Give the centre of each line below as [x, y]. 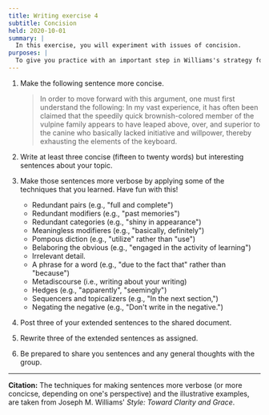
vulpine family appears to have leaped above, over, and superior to [150, 124]
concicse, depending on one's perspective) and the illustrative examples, [129, 393]
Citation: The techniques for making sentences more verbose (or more [125, 385]
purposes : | [28, 53]
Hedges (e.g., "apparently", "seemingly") [99, 290]
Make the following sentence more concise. [92, 83]
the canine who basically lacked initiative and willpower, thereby [146, 132]
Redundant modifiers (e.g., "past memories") [106, 213]
